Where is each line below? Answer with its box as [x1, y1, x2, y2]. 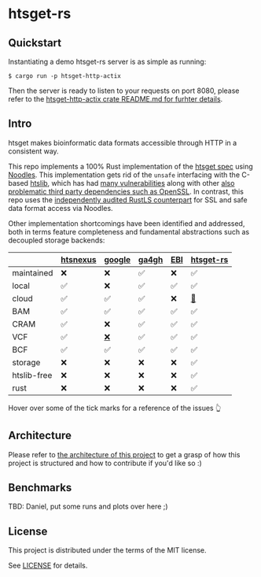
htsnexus [61, 253, 97, 264]
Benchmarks [8, 481, 72, 494]
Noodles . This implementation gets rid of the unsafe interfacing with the [8, 170, 241, 179]
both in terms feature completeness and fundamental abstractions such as [8, 227, 250, 236]
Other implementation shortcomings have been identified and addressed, [8, 218, 245, 228]
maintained [12, 267, 53, 278]
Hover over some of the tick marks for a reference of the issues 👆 [8, 403, 222, 412]
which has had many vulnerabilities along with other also [51, 178, 235, 187]
